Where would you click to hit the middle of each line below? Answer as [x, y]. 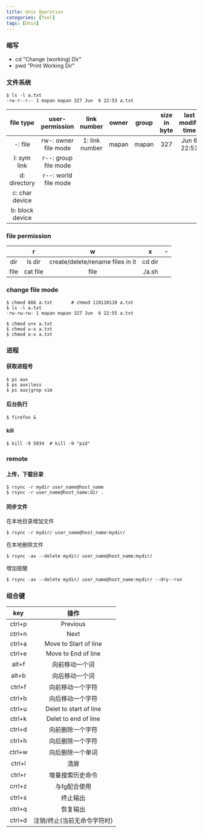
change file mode [32, 290]
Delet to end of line [73, 718]
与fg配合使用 [73, 786]
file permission [29, 236]
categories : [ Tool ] [31, 18]
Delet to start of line [73, 709]
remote [17, 459]
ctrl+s [18, 797]
